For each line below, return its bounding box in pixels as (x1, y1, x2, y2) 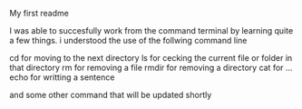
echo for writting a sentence (9, 72, 115, 83)
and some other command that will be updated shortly (9, 90, 212, 100)
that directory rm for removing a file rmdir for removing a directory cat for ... (9, 63, 293, 73)
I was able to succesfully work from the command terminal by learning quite (9, 25, 294, 35)
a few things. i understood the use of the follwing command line (9, 35, 248, 45)
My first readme (9, 8, 70, 18)
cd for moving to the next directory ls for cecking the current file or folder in (9, 53, 293, 63)
